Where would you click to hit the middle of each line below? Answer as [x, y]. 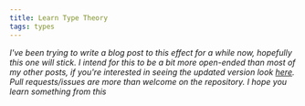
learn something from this [58, 91]
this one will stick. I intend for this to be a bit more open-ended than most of [152, 62]
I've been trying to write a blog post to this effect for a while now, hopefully [151, 52]
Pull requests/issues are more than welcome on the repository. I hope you [148, 81]
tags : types [32, 26]
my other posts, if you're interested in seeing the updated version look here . [152, 72]
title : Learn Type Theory [58, 18]
